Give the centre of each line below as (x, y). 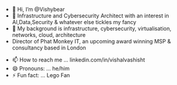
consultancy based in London (49, 48)
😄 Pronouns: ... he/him (41, 68)
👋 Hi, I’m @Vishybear (38, 9)
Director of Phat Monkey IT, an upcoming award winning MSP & (91, 41)
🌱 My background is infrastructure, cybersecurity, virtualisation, (92, 28)
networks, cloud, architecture (49, 35)
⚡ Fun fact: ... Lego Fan (41, 75)
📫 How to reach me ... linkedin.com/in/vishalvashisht (78, 60)
